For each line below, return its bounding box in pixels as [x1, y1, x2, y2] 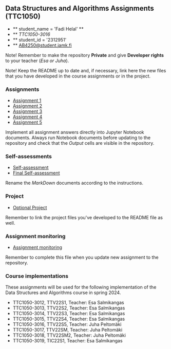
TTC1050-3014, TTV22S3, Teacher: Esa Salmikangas [12, 311, 125, 317]
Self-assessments [5, 153, 52, 160]
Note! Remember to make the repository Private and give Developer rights [5, 52, 164, 58]
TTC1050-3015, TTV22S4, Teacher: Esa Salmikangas [12, 316, 125, 322]
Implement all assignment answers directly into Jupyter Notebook [5, 129, 145, 135]
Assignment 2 [12, 103, 43, 109]
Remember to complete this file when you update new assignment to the [5, 254, 159, 260]
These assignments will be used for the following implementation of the [5, 284, 157, 290]
